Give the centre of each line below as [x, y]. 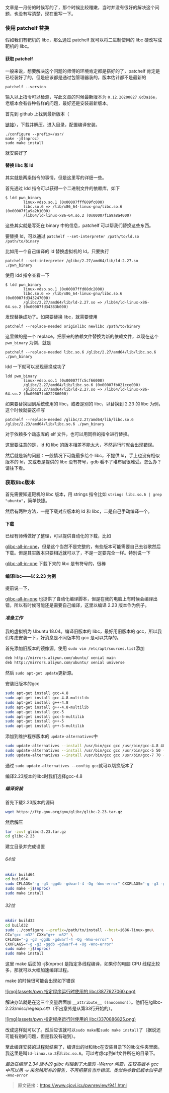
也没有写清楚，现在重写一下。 [45, 14]
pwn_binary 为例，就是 [28, 342]
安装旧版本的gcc [22, 684]
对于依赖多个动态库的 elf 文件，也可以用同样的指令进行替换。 [69, 434]
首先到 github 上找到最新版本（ [37, 114]
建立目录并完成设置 [25, 846]
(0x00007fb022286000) [46, 394]
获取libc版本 [20, 482]
